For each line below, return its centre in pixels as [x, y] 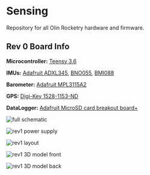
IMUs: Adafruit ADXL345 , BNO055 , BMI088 [60, 73]
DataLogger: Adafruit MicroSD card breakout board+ [72, 108]
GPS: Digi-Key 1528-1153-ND [42, 96]
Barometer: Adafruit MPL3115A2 [46, 84]
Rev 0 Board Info [38, 47]
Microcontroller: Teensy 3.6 [42, 61]
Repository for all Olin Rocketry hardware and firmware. [75, 28]
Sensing [27, 11]
